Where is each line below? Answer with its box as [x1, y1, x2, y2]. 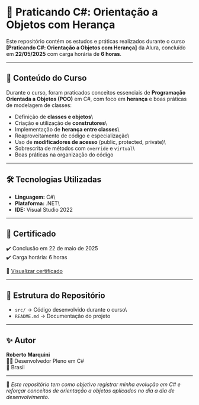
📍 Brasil [6, 364, 25, 371]
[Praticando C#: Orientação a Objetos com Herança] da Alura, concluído [6, 44, 186, 51]
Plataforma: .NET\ [14, 199, 60, 207]
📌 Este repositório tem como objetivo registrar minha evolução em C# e [6, 381, 181, 388]
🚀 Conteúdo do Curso [6, 73, 87, 83]
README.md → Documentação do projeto [14, 312, 111, 320]
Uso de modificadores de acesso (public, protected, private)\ [14, 138, 166, 145]
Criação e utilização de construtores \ [14, 119, 107, 127]
